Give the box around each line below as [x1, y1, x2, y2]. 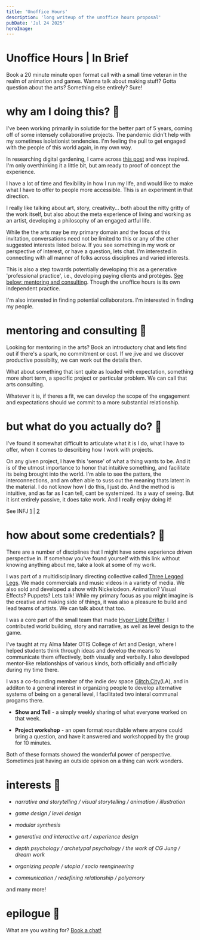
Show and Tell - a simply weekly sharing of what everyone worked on [14, 708, 187, 716]
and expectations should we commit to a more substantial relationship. [6, 399, 180, 406]
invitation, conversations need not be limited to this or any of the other [6, 235, 179, 242]
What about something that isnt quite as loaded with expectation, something [6, 368, 194, 376]
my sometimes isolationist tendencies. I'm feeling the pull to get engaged [6, 137, 186, 145]
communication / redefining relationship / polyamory [14, 874, 145, 881]
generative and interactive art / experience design [14, 833, 139, 840]
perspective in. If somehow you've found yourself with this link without [6, 554, 180, 561]
